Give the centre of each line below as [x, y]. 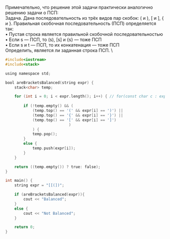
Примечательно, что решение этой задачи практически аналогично [79, 7]
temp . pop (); [45, 134]
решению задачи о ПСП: [32, 13]
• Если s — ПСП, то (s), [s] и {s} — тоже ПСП [54, 39]
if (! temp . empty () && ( [48, 106]
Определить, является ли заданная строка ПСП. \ [59, 50]
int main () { [19, 181]
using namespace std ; [28, 73]
